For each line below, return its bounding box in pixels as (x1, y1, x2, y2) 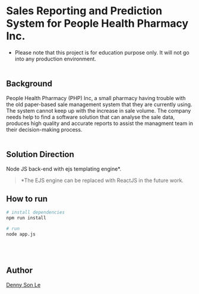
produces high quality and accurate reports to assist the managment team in (6, 120, 194, 127)
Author (6, 266, 33, 276)
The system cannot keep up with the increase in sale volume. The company (6, 107, 191, 114)
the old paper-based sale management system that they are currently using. (6, 101, 192, 108)
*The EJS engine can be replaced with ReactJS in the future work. (20, 177, 184, 184)
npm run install (6, 215, 46, 221)
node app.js (6, 231, 36, 237)
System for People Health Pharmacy (6, 17, 189, 30)
